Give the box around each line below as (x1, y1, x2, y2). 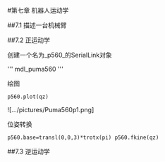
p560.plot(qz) (7, 93, 49, 100)
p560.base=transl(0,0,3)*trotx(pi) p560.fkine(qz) (7, 134, 159, 141)
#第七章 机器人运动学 (7, 6, 69, 14)
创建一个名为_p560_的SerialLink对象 (7, 51, 112, 59)
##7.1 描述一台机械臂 (7, 21, 67, 29)
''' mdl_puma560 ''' (7, 65, 63, 73)
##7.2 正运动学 (7, 36, 51, 44)
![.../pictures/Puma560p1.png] (7, 106, 94, 114)
